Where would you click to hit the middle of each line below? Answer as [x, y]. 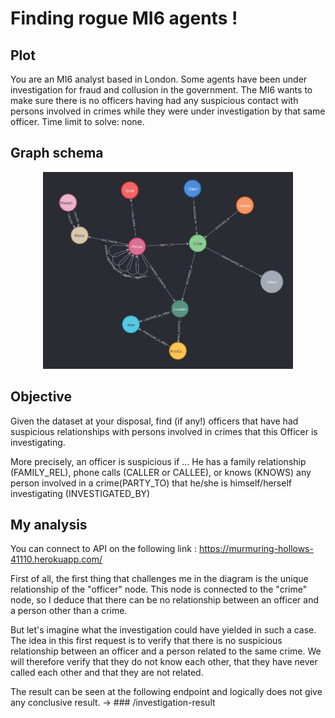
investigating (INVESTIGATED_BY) [80, 493]
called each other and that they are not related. [107, 673]
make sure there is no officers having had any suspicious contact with [154, 100]
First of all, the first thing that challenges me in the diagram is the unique [159, 579]
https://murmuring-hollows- [256, 549]
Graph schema [57, 153]
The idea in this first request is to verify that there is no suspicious [146, 641]
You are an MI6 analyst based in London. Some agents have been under [159, 79]
